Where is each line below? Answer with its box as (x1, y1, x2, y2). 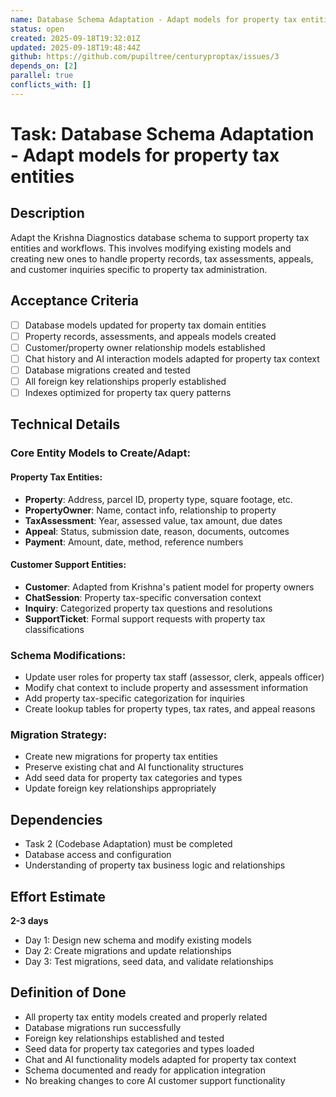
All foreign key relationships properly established (24, 375, 227, 387)
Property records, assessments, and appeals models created (24, 330, 277, 342)
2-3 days (10, 914, 49, 926)
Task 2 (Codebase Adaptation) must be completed (24, 838, 233, 850)
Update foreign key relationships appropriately (24, 782, 217, 795)
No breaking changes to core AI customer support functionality (24, 1074, 286, 1086)
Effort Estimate (10, 888, 106, 905)
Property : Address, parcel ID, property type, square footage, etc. (24, 493, 293, 505)
